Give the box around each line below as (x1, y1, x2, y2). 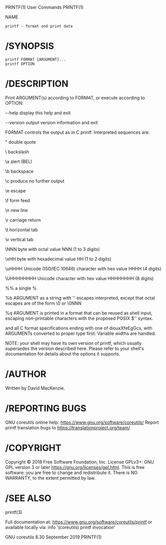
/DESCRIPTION (5, 78, 69, 89)
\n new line (5, 207, 29, 213)
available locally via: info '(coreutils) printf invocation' (5, 524, 115, 530)
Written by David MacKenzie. (5, 385, 65, 391)
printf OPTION (5, 61, 35, 66)
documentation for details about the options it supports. (5, 350, 120, 356)
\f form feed (5, 197, 30, 203)
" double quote (5, 139, 36, 145)
